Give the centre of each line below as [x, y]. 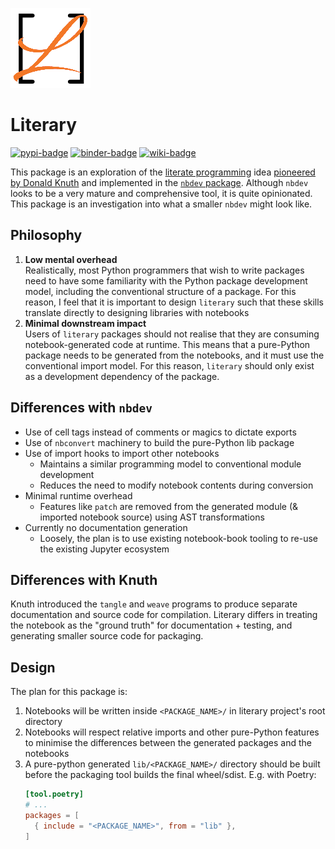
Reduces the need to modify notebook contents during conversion [176, 485]
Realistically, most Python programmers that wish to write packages [164, 270]
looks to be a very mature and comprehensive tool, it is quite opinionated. [161, 193]
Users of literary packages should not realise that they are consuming [172, 334]
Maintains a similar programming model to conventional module [170, 464]
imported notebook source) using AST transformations [152, 517]
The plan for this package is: [69, 692]
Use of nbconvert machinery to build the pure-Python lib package [159, 442]
